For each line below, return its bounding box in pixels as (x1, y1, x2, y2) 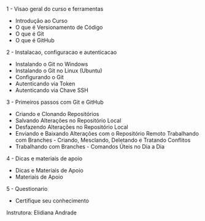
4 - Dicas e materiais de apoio (6, 155, 83, 162)
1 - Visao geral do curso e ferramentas (6, 6, 104, 12)
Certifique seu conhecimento (15, 197, 89, 204)
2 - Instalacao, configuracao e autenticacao (6, 48, 117, 56)
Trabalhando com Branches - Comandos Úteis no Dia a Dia (15, 143, 164, 150)
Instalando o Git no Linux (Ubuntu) (15, 67, 102, 74)
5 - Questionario (6, 185, 48, 192)
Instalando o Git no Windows (15, 61, 88, 68)
